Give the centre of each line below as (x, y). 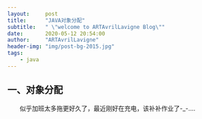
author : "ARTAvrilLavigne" (53, 40)
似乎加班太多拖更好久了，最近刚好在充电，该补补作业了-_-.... (107, 108)
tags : (15, 54)
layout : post (33, 14)
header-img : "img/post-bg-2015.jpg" (61, 46)
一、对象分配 (35, 90)
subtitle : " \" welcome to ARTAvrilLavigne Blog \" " (86, 27)
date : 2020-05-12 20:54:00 (56, 33)
